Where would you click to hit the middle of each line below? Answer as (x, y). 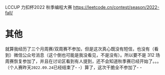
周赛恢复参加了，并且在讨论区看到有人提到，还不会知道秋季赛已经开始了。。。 (83, 61)
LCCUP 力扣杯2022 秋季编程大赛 (39, 7)
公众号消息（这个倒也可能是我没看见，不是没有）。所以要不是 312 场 (91, 55)
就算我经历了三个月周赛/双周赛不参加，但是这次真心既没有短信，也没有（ (80, 49)
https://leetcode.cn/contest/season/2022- (116, 7)
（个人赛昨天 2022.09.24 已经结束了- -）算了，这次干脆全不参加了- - (74, 67)
